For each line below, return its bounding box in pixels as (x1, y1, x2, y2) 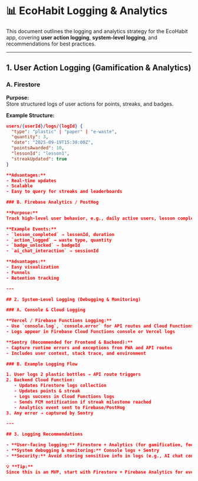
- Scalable (6, 183, 33, 189)
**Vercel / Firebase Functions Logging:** (6, 318, 112, 324)
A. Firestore (6, 80, 41, 89)
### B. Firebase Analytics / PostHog (6, 199, 99, 205)
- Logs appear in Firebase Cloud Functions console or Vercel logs (6, 329, 176, 335)
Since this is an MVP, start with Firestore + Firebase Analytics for (6, 469, 183, 475)
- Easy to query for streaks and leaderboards (6, 189, 123, 195)
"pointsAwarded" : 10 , (11, 145, 65, 151)
